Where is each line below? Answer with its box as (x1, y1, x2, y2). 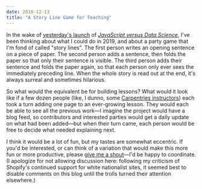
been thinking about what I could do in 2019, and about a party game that (6, 37, 189, 45)
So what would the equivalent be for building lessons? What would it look (6, 88, 188, 95)
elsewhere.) (6, 176, 36, 184)
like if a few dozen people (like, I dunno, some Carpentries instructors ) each (6, 94, 195, 101)
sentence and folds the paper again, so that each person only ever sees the (6, 63, 194, 70)
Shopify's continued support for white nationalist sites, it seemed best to (6, 164, 187, 171)
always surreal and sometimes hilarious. (6, 76, 106, 83)
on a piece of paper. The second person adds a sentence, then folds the (6, 50, 186, 57)
